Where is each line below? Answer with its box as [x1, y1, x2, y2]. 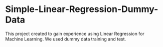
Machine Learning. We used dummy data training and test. [5, 36, 126, 42]
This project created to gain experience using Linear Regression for [5, 30, 144, 36]
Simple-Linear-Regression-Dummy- [5, 3, 158, 15]
